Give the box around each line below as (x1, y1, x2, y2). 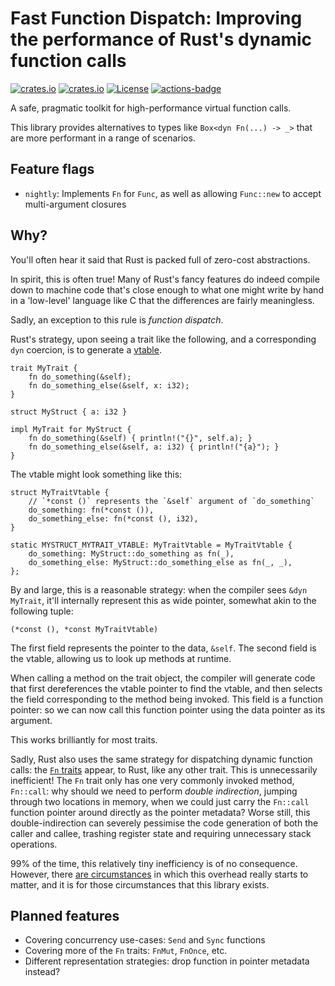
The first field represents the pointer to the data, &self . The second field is (10, 642, 317, 654)
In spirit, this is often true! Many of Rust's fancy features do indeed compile (10, 273, 320, 285)
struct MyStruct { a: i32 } (10, 407, 128, 417)
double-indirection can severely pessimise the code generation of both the (10, 817, 319, 829)
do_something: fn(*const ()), (28, 505, 155, 515)
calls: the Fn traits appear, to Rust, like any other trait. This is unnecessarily (10, 763, 318, 776)
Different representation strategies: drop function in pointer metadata (24, 955, 310, 967)
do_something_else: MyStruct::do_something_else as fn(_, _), (28, 557, 293, 567)
